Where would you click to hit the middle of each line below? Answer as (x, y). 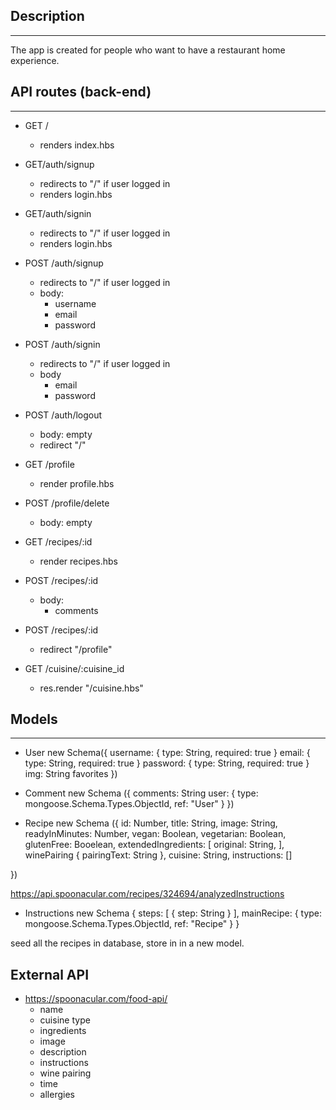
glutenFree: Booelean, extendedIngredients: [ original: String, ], (154, 845)
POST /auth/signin (62, 344)
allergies (57, 1095)
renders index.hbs (77, 145)
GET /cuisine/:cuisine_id (74, 668)
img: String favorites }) (71, 774)
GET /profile (49, 464)
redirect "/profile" (76, 649)
